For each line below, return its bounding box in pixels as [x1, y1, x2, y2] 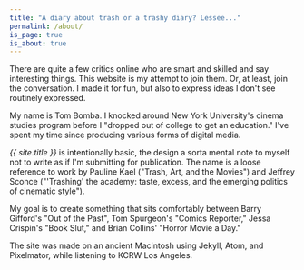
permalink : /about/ [9, 22, 83, 31]
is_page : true [9, 30, 64, 39]
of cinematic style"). [9, 185, 85, 196]
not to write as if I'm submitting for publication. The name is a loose [9, 156, 261, 168]
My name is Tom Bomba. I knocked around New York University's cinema [9, 110, 284, 121]
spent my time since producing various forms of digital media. [9, 129, 241, 141]
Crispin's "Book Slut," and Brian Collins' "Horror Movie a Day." [9, 223, 241, 234]
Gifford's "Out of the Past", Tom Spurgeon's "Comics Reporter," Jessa [9, 213, 271, 224]
